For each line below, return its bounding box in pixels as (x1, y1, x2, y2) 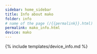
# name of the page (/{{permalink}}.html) (5, 21, 93, 26)
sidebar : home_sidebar (5, 7, 51, 12)
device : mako (5, 30, 32, 35)
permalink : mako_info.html (5, 26, 60, 30)
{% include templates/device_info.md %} (5, 44, 88, 49)
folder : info (5, 16, 32, 21)
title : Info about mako (5, 12, 54, 17)
